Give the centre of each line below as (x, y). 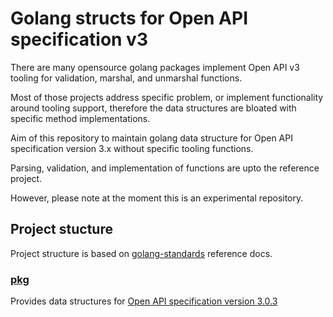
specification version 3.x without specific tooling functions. (132, 148)
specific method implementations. (80, 118)
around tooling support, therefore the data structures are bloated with (153, 108)
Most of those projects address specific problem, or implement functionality (167, 97)
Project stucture (61, 229)
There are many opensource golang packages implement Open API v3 (155, 67)
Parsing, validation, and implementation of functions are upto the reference (165, 168)
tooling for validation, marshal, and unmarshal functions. (126, 78)
